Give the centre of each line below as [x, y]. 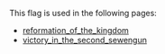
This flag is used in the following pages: [83, 13]
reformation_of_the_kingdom [75, 30]
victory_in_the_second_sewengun [84, 40]
